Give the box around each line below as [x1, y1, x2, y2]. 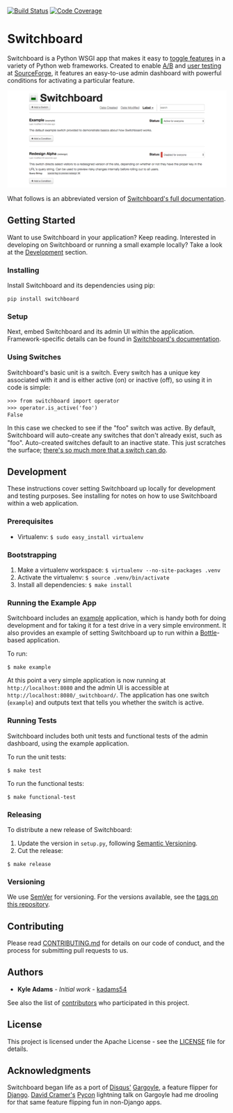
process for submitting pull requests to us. [7, 946, 129, 955]
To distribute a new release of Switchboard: [7, 825, 132, 833]
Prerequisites [7, 517, 54, 527]
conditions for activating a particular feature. [7, 76, 135, 84]
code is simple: [7, 383, 51, 391]
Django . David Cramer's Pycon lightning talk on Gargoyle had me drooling [7, 1091, 219, 1099]
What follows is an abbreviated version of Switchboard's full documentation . [7, 194, 226, 202]
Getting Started [7, 215, 76, 227]
